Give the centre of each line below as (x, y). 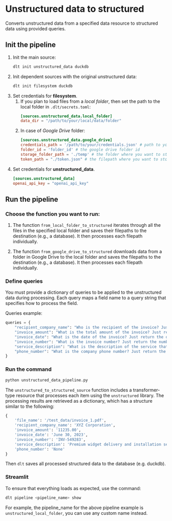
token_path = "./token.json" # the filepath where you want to (89, 159)
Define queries (24, 281)
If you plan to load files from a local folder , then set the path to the (90, 101)
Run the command (29, 369)
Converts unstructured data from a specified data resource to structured (82, 23)
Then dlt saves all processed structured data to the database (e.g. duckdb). (86, 464)
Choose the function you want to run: (53, 214)
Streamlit (17, 477)
